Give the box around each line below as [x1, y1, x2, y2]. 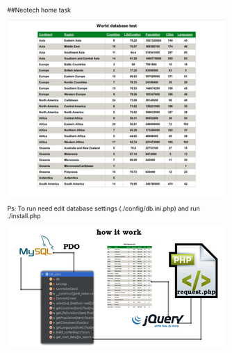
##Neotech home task [7, 6, 72, 14]
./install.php [7, 211, 41, 220]
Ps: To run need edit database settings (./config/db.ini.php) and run [7, 204, 200, 213]
